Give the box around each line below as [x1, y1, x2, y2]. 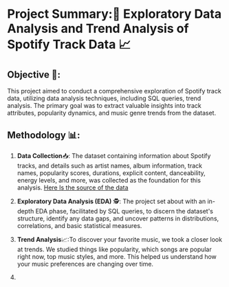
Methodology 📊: [7, 130, 80, 141]
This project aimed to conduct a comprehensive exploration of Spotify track [7, 87, 221, 95]
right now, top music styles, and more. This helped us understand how [17, 252, 217, 260]
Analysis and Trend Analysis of [7, 21, 189, 36]
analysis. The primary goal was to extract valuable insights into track [7, 102, 201, 109]
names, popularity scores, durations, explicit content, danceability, [17, 168, 206, 177]
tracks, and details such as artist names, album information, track [17, 161, 203, 170]
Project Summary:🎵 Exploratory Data [7, 6, 222, 22]
